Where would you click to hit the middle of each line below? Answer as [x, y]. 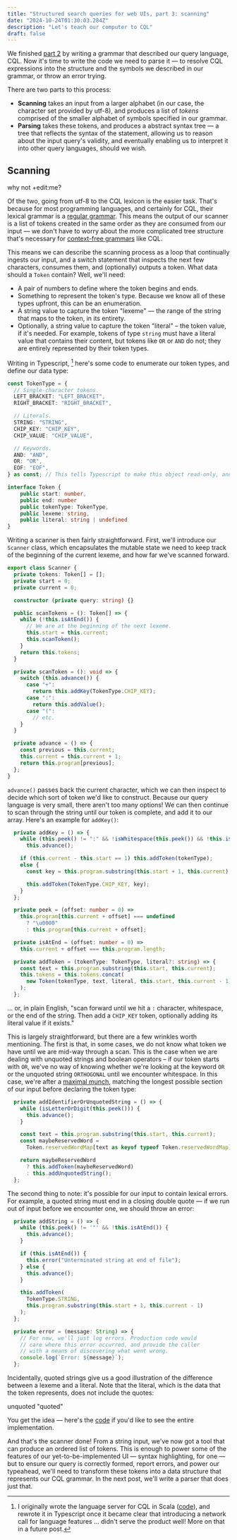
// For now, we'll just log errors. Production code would [109, 1338]
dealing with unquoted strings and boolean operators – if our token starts [114, 1059]
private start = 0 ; [42, 581]
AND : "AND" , [31, 455]
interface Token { [34, 487]
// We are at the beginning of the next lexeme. [99, 626]
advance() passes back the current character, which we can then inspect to [117, 790]
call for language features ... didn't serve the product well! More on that [121, 1522]
